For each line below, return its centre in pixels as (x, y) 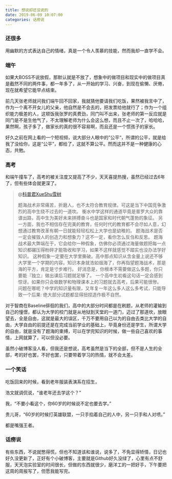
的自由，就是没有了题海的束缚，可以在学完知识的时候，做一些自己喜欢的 (81, 331)
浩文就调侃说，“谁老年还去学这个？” (43, 392)
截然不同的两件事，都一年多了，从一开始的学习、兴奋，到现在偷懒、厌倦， (88, 84)
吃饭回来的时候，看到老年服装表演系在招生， (52, 382)
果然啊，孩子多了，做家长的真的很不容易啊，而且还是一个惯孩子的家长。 (81, 127)
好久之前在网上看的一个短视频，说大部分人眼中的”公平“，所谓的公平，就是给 (86, 137)
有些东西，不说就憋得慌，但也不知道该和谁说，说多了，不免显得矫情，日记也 (86, 452)
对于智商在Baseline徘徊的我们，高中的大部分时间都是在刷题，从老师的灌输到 (86, 306)
